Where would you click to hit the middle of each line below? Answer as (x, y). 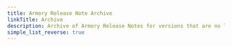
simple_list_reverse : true (46, 32)
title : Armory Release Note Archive (60, 13)
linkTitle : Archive (35, 20)
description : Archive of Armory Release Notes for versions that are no (114, 26)
